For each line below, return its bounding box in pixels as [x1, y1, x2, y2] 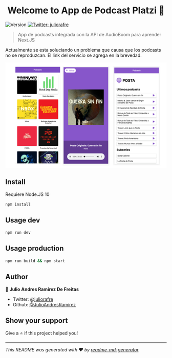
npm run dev [5, 230, 31, 235]
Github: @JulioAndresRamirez [12, 301, 76, 307]
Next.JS [17, 37, 35, 43]
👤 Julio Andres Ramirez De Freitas [5, 286, 79, 292]
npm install [5, 202, 31, 207]
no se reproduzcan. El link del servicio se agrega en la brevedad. [5, 52, 142, 58]
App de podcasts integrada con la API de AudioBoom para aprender [17, 31, 162, 37]
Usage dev [5, 216, 40, 225]
